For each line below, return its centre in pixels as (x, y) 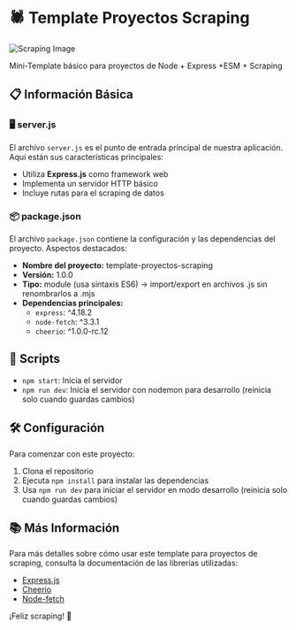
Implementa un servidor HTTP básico (90, 183)
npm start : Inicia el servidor (72, 380)
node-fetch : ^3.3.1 (67, 321)
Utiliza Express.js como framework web (95, 173)
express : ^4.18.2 (64, 312)
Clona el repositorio (58, 471)
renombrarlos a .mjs (58, 293)
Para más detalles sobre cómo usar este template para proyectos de (133, 554)
